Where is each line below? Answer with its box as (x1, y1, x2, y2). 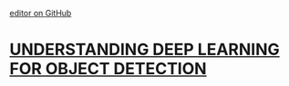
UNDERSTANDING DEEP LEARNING (9, 40, 280, 60)
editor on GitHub (9, 8, 72, 18)
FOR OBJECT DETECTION (9, 59, 207, 80)
